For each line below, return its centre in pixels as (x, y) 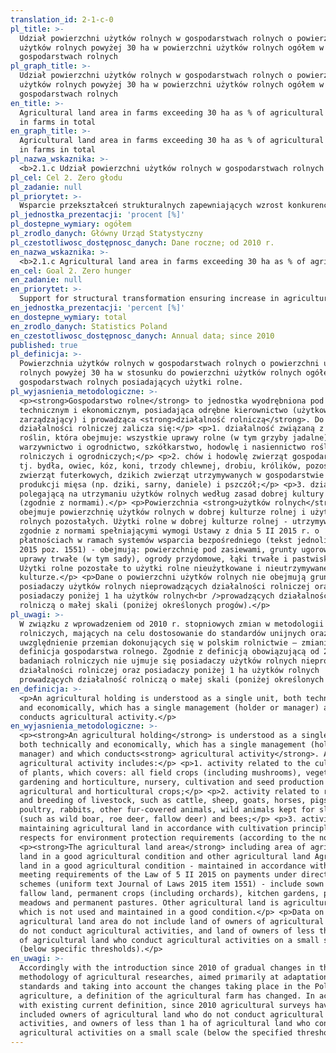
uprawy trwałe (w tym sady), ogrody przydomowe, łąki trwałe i (153, 559)
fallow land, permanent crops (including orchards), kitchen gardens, (169, 894)
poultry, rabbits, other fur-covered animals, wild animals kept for (167, 810)
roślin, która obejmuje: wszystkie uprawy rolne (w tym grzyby (153, 438)
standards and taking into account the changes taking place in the (165, 986)
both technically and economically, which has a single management (163, 745)
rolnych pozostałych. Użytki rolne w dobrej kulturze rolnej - (153, 522)
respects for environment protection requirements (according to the (167, 837)
